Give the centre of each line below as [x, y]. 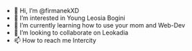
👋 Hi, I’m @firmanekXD [46, 11]
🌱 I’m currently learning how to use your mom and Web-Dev [99, 25]
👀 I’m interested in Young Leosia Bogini [69, 18]
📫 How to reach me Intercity [55, 40]
